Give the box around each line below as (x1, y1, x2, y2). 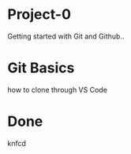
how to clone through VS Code (7, 85, 108, 94)
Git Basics (7, 59, 75, 77)
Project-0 (7, 5, 72, 24)
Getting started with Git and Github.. (7, 31, 125, 41)
